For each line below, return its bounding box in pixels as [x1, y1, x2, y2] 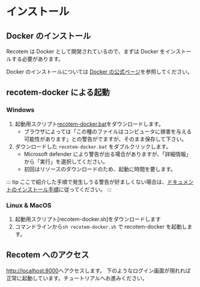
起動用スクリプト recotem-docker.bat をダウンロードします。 [14, 120, 164, 128]
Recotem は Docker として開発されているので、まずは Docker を [6, 48, 166, 55]
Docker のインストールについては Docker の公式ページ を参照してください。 [6, 68, 193, 75]
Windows [6, 106, 35, 114]
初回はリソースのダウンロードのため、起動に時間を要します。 [23, 165, 176, 173]
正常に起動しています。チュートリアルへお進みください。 [6, 274, 148, 282]
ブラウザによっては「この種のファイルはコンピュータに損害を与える [23, 128, 192, 135]
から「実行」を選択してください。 [23, 158, 108, 165]
